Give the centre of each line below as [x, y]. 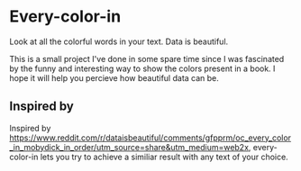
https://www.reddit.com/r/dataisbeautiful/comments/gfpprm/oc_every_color [150, 138]
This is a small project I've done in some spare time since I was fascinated [147, 58]
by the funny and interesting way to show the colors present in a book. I [142, 68]
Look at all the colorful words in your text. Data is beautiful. [119, 41]
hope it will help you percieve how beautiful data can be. [114, 77]
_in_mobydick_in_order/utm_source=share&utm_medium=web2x [129, 147]
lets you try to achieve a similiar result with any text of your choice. [164, 157]
